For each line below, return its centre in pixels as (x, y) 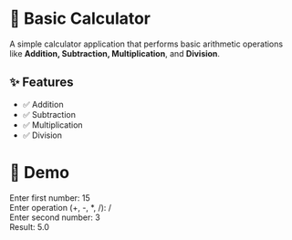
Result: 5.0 (30, 226)
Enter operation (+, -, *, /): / (61, 207)
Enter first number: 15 (50, 198)
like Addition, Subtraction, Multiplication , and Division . (115, 53)
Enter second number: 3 (55, 217)
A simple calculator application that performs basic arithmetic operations (146, 44)
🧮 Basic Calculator (80, 19)
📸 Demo (40, 172)
